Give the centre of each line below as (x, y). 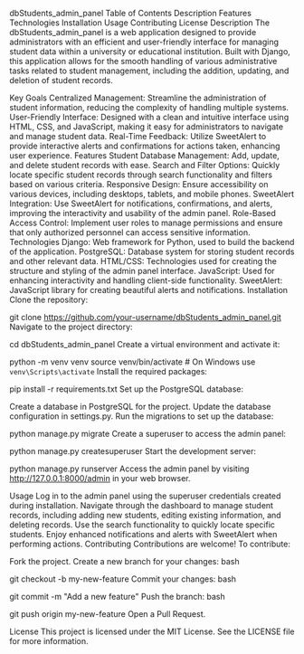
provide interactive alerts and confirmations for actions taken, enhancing (145, 146)
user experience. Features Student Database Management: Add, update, (145, 156)
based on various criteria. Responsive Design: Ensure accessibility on (139, 184)
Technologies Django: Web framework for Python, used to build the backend (152, 242)
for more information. (49, 641)
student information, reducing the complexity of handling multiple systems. (149, 107)
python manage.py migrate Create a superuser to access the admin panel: (148, 434)
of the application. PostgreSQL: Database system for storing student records (152, 251)
